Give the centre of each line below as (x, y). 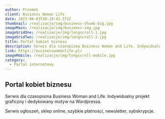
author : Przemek (22, 10)
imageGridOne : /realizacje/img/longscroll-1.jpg (56, 32)
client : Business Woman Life (35, 14)
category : (15, 60)
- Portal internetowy (32, 64)
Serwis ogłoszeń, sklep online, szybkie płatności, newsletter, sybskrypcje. (80, 111)
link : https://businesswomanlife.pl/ (44, 51)
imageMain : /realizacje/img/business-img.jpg (52, 28)
